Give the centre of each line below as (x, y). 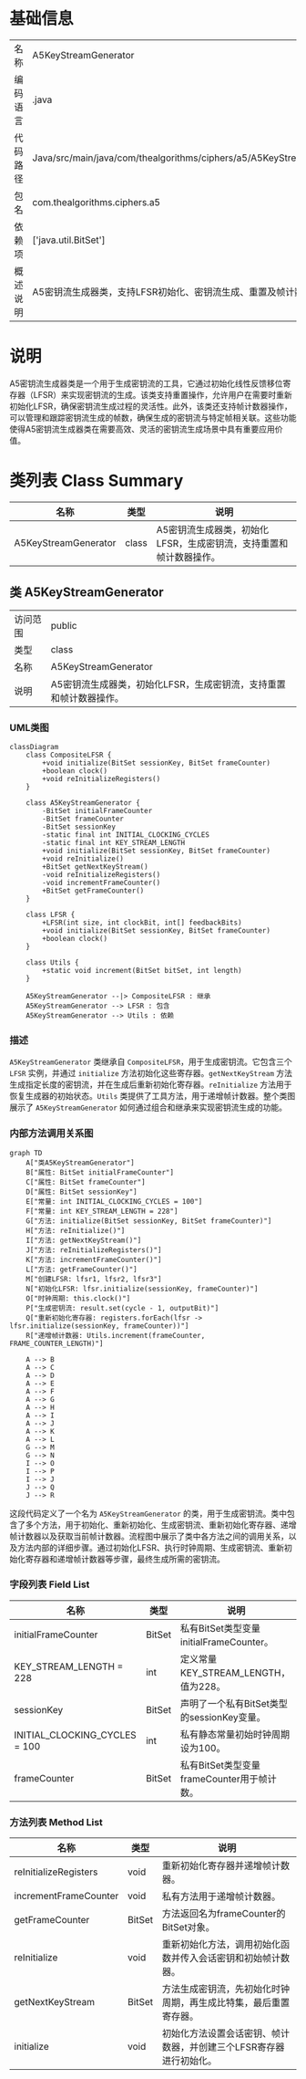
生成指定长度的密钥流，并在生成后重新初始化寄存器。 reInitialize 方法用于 (151, 1085)
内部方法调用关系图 (51, 1134)
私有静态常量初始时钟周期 (235, 1734)
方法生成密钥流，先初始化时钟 (225, 1989)
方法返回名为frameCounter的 (224, 1914)
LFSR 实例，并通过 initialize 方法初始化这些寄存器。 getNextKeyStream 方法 (151, 1073)
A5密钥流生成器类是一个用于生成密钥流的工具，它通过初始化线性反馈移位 (146, 383)
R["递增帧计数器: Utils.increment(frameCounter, (116, 1335)
